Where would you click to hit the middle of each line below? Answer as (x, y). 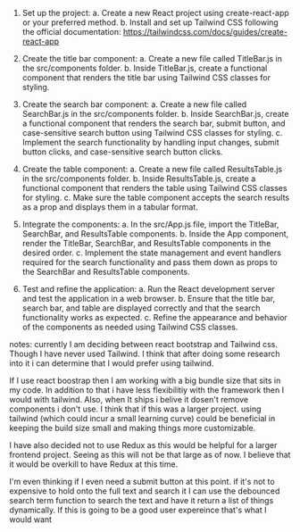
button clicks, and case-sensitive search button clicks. (122, 152)
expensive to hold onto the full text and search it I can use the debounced (145, 491)
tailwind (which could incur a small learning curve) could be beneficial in (142, 418)
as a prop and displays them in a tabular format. (110, 207)
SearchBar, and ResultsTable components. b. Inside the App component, (155, 234)
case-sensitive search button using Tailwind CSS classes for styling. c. (152, 133)
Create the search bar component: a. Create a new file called (134, 104)
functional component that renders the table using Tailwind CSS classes (154, 188)
